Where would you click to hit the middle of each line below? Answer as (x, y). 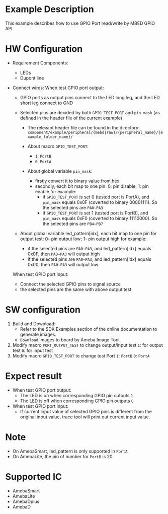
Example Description (50, 9)
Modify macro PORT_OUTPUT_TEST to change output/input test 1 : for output (88, 345)
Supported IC (33, 476)
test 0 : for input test (33, 350)
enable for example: (56, 191)
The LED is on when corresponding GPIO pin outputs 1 (76, 395)
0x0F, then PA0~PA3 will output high (64, 254)
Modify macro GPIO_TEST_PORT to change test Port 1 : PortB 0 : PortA (81, 355)
